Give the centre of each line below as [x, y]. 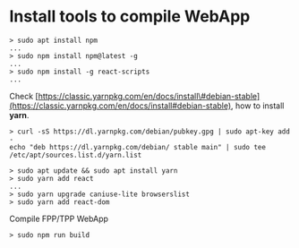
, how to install [258, 106]
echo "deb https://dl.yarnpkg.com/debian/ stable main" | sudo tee [138, 147]
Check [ [24, 96]
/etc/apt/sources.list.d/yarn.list [76, 155]
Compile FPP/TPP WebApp [59, 218]
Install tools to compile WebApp [130, 17]
